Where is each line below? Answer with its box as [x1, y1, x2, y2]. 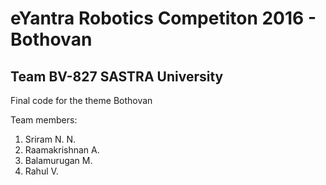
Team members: [10, 114, 78, 126]
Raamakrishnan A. [24, 144, 100, 156]
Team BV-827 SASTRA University [10, 68, 224, 85]
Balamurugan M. [24, 155, 93, 166]
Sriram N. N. [24, 133, 77, 145]
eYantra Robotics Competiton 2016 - [10, 7, 317, 30]
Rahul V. [24, 165, 59, 177]
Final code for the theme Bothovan [10, 95, 153, 106]
